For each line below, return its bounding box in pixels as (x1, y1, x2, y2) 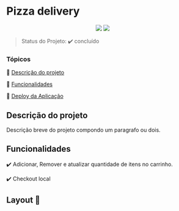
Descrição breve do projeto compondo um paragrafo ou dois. (6, 126, 161, 134)
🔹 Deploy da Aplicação (6, 93, 64, 100)
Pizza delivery (6, 4, 80, 18)
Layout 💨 (6, 195, 41, 206)
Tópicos (6, 55, 31, 63)
